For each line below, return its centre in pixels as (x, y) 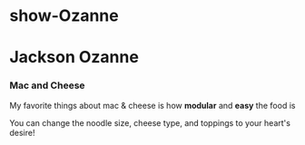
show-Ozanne (64, 16)
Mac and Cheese (47, 85)
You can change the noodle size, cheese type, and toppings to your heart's (150, 122)
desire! (22, 132)
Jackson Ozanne (74, 58)
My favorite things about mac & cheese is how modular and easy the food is (152, 105)
